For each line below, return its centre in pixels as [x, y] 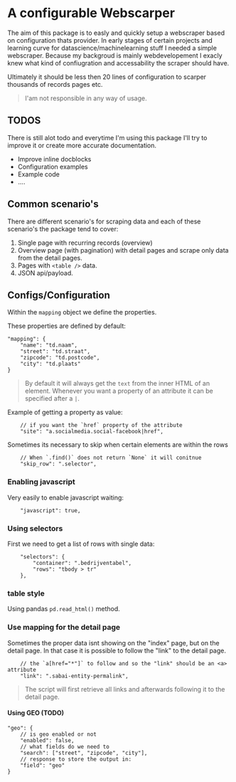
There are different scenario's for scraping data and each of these [104, 221]
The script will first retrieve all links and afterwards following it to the [125, 689]
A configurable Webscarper [91, 13]
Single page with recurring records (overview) [85, 243]
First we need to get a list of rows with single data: [81, 544]
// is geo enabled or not [59, 734]
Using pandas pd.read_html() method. [64, 609]
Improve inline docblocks [54, 159]
